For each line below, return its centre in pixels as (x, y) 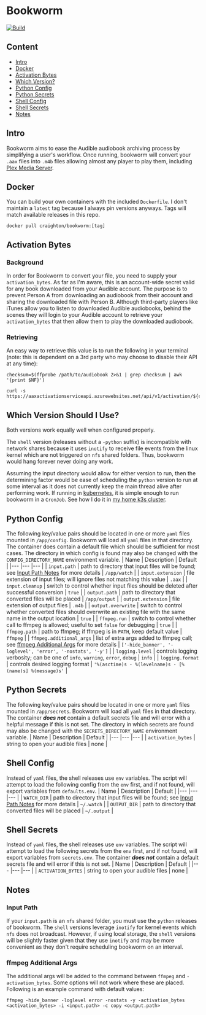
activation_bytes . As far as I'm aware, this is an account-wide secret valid (101, 282)
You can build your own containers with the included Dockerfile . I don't (97, 202)
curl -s (16, 391)
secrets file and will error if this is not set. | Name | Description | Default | (98, 864)
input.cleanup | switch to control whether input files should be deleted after (102, 585)
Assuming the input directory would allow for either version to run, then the (101, 473)
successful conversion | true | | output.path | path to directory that (91, 592)
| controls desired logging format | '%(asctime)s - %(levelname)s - (91, 664)
